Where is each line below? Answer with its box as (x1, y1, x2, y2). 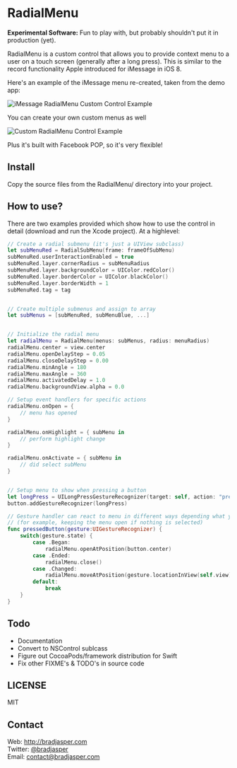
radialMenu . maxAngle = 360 (7, 370, 87, 378)
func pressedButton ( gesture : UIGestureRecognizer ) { (7, 525, 162, 533)
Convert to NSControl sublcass (17, 644, 108, 652)
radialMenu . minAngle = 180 (7, 363, 87, 371)
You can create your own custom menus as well (7, 113, 147, 122)
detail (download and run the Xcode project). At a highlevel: (7, 226, 181, 235)
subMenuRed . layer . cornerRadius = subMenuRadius (7, 260, 150, 267)
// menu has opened (20, 409, 78, 417)
